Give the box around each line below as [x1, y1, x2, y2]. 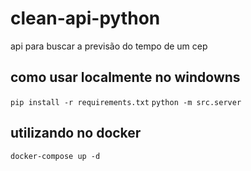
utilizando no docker [10, 125, 142, 142]
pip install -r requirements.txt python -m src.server [10, 97, 242, 107]
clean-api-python [10, 7, 161, 30]
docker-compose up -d [10, 151, 101, 161]
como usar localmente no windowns [10, 69, 241, 86]
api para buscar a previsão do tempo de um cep [10, 40, 208, 52]
